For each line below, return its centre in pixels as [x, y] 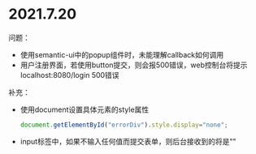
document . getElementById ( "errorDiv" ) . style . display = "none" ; [124, 125]
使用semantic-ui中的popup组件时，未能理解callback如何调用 [122, 54]
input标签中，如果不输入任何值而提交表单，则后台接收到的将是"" [128, 141]
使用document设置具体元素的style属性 [85, 109]
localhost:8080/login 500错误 [69, 75]
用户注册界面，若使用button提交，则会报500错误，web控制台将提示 [134, 65]
